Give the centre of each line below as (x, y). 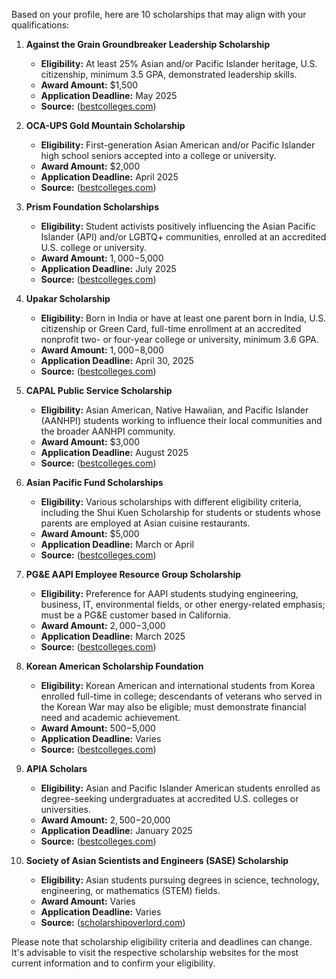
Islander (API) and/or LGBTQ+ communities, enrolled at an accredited (183, 237)
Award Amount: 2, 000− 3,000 (103, 625)
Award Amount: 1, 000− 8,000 (102, 350)
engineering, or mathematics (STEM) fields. (130, 890)
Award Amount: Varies (88, 901)
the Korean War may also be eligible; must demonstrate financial (173, 707)
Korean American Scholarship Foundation (114, 666)
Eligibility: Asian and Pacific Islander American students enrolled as (180, 788)
